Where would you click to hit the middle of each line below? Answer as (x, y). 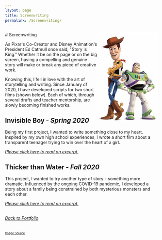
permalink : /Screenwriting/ (33, 20)
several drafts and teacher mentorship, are (48, 100)
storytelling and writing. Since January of (46, 84)
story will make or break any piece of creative (51, 65)
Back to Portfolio (22, 218)
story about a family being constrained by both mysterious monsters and (78, 189)
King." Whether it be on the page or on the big (51, 55)
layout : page (18, 10)
